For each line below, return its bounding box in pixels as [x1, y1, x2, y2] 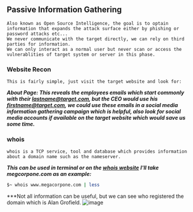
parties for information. [7, 41, 70, 47]
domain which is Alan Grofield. [7, 199, 82, 206]
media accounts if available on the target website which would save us [7, 114, 186, 121]
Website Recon [7, 65, 52, 73]
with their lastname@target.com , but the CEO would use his [7, 95, 158, 102]
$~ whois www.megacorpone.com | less [7, 182, 100, 188]
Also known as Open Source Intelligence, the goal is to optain [7, 20, 169, 26]
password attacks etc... [7, 31, 68, 37]
